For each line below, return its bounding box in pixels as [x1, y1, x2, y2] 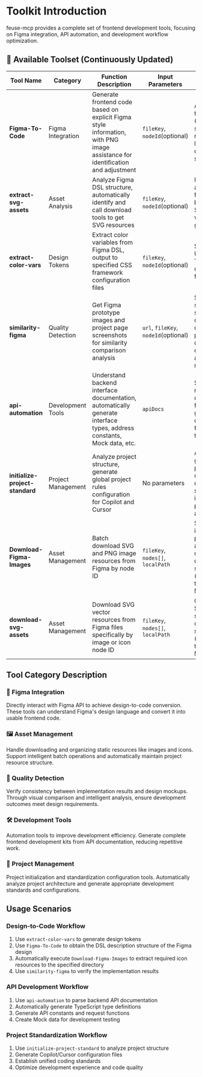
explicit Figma [92, 113, 132, 121]
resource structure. [6, 759, 54, 766]
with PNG [92, 135, 119, 144]
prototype [92, 308, 120, 316]
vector [92, 608, 111, 616]
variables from [92, 238, 133, 246]
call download [92, 205, 132, 214]
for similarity [92, 338, 127, 347]
